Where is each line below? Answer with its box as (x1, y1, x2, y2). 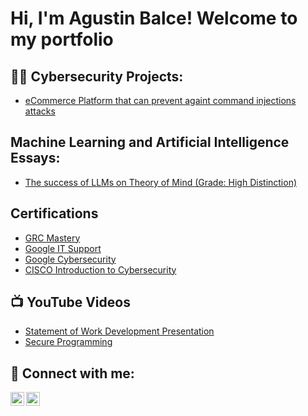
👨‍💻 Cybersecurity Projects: (10, 68, 184, 85)
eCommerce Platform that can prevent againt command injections (24, 95, 297, 106)
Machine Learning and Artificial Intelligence (10, 134, 290, 151)
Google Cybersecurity (24, 253, 117, 265)
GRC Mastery (24, 232, 81, 244)
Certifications (10, 205, 99, 222)
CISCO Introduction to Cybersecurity (24, 263, 177, 276)
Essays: (10, 150, 61, 167)
